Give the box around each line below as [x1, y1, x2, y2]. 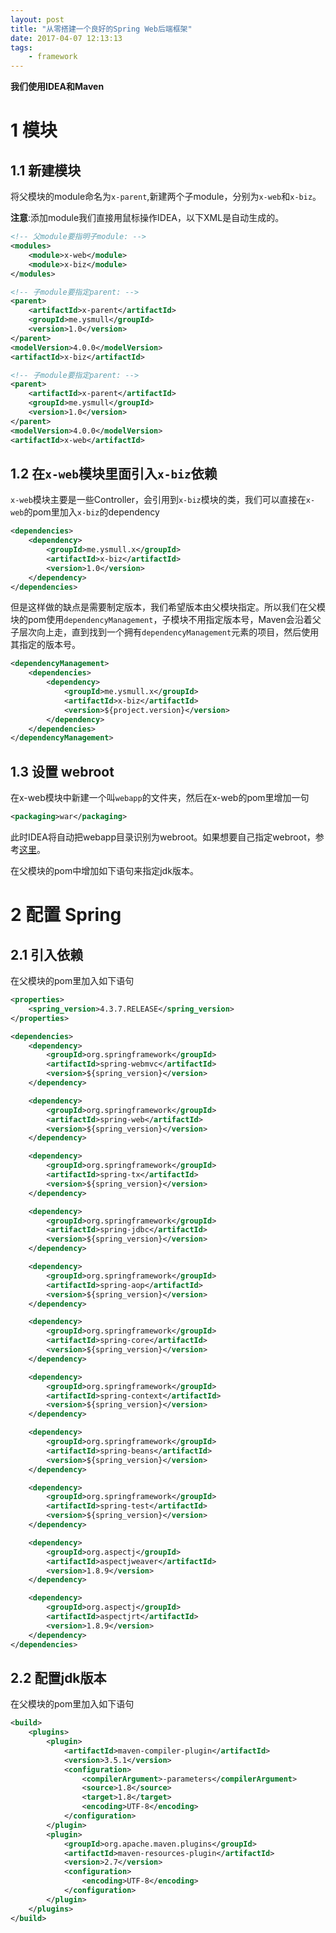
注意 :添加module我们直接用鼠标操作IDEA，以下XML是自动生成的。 [10, 212, 285, 224]
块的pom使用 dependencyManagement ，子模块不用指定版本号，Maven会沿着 [10, 614, 313, 626]
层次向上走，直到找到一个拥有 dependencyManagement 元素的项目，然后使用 [18, 626, 320, 638]
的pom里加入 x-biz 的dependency [23, 506, 160, 518]
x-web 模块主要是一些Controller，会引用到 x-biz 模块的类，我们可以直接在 [10, 494, 307, 506]
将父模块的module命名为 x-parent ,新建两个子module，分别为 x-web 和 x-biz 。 [10, 191, 322, 203]
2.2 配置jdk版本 [10, 1669, 107, 1686]
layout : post [10, 14, 65, 25]
